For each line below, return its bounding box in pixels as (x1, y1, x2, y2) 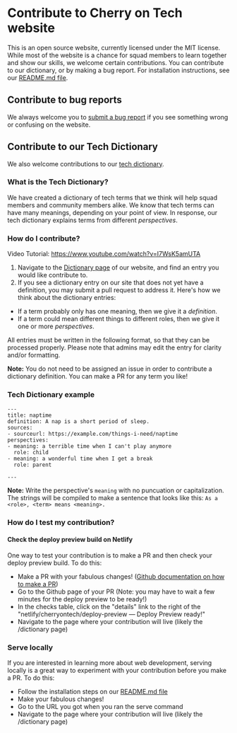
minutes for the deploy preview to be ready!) (17, 594, 147, 603)
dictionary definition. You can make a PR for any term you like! (7, 372, 188, 381)
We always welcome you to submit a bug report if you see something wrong (7, 112, 229, 121)
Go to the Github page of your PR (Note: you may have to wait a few (17, 587, 215, 596)
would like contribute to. (17, 271, 88, 279)
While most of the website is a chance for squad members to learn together (7, 51, 227, 59)
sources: (7, 425, 33, 432)
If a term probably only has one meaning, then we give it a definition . (17, 307, 217, 316)
